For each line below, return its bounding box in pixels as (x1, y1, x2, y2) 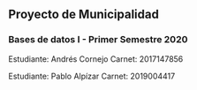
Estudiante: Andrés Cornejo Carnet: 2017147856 (8, 53, 184, 64)
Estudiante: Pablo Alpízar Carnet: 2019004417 (8, 71, 176, 81)
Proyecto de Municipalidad (8, 7, 160, 22)
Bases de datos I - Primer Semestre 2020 (8, 34, 188, 46)
